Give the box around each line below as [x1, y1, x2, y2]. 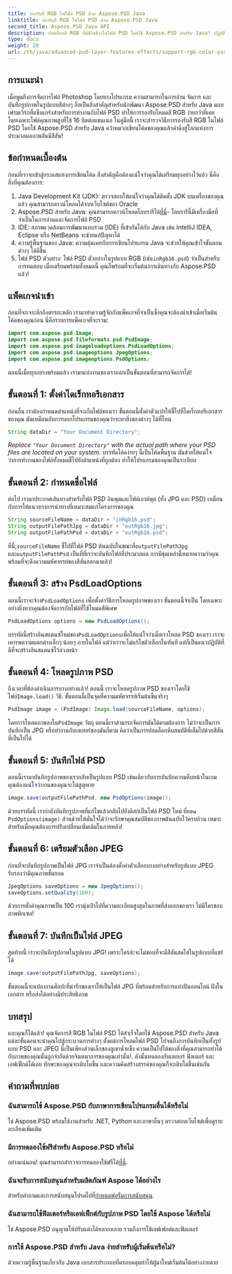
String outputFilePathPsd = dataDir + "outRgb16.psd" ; [8, 529, 169, 536]
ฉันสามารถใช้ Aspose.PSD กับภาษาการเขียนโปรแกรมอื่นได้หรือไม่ [8, 1101, 189, 1111]
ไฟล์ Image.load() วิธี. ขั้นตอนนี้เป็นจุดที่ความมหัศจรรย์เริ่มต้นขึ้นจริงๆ [8, 692, 169, 701]
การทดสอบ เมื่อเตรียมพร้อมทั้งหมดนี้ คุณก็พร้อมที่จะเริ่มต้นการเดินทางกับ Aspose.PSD [17, 262, 216, 270]
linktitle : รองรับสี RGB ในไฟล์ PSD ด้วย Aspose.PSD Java [8, 17, 158, 23]
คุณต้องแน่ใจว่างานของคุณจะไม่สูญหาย [8, 781, 95, 788]
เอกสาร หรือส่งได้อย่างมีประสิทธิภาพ [8, 990, 88, 998]
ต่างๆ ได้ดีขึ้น [17, 246, 47, 254]
